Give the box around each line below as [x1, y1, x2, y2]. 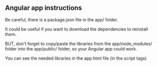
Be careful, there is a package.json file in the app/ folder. [5, 16, 118, 22]
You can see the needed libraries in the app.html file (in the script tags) [5, 55, 147, 61]
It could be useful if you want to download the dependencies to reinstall [5, 26, 148, 32]
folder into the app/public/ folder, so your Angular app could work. [5, 46, 137, 51]
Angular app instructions [5, 4, 82, 12]
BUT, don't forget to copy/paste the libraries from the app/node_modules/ [5, 41, 152, 47]
